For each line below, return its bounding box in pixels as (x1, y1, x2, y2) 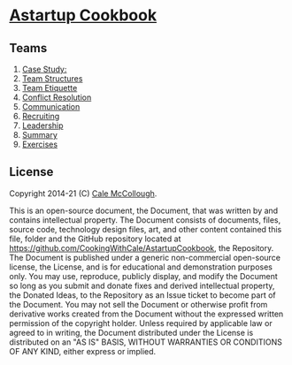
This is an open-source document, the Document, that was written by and (9, 205, 279, 216)
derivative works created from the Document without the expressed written (9, 308, 284, 319)
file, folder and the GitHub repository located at (9, 233, 181, 244)
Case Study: (21, 64, 67, 74)
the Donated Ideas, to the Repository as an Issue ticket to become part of (9, 289, 276, 300)
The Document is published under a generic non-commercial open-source (9, 252, 281, 262)
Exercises (21, 139, 58, 149)
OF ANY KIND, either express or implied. (9, 346, 157, 356)
